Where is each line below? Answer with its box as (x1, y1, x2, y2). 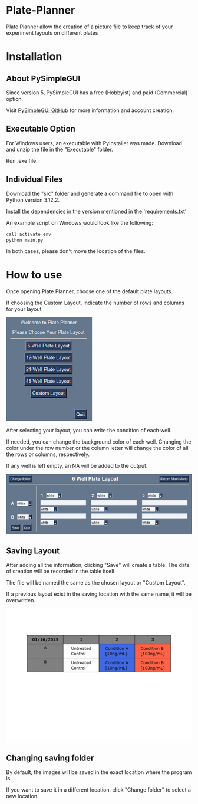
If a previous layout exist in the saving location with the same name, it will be (6, 590, 192, 598)
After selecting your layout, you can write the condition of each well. (6, 426, 172, 434)
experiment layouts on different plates (6, 29, 98, 36)
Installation (6, 50, 62, 64)
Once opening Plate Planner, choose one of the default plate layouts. (6, 287, 173, 295)
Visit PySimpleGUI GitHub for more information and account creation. (6, 107, 174, 114)
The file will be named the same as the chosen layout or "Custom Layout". (6, 579, 186, 586)
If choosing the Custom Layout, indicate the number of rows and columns (6, 299, 184, 306)
